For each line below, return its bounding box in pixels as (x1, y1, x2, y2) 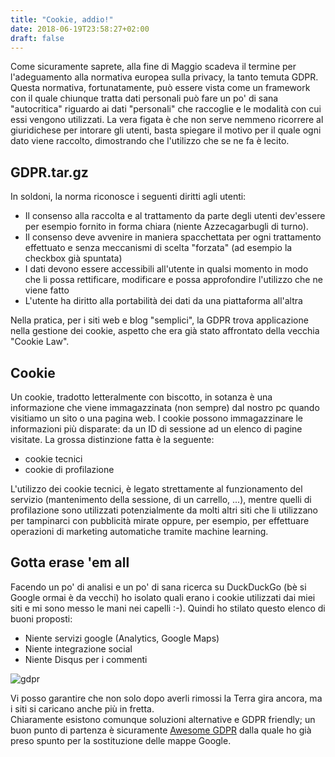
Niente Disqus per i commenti (24, 653, 148, 665)
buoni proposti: (10, 612, 73, 625)
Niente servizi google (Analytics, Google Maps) (24, 632, 220, 644)
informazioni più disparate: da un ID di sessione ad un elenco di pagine (10, 423, 303, 435)
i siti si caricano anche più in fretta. (10, 702, 155, 715)
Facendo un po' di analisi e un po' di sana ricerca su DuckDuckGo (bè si (10, 581, 307, 593)
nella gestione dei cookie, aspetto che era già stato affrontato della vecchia (10, 325, 320, 337)
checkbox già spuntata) (24, 252, 123, 265)
